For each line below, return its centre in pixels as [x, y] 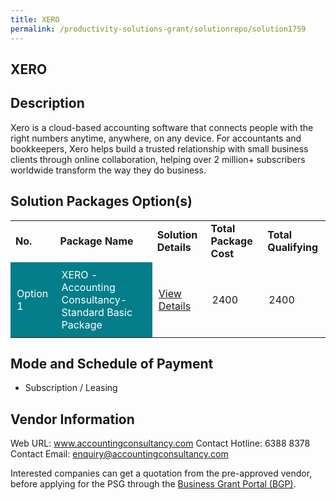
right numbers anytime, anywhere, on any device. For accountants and [156, 138]
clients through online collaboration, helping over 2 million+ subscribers [158, 159]
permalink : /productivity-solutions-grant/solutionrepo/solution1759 [158, 29]
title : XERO [35, 19]
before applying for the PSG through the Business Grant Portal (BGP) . [153, 484]
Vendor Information [72, 419]
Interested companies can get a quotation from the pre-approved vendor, [161, 473]
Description [47, 103]
